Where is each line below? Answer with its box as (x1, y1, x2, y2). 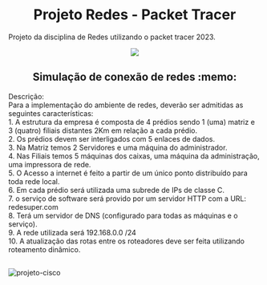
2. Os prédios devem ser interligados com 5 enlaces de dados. (8, 134, 215, 143)
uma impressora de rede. (8, 159, 91, 169)
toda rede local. (8, 176, 60, 186)
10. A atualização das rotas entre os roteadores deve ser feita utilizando (8, 236, 245, 246)
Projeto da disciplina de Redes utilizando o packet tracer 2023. (8, 32, 216, 42)
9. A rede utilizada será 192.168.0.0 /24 (8, 227, 136, 237)
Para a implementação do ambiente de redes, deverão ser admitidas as (8, 100, 244, 110)
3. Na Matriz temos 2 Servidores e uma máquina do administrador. (8, 142, 228, 152)
